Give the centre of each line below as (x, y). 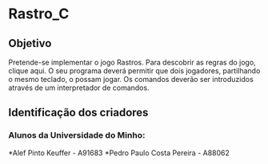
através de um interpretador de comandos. (79, 88)
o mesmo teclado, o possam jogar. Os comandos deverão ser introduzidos (131, 79)
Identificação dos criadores (78, 113)
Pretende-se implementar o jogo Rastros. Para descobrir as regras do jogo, (132, 62)
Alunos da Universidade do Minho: (77, 135)
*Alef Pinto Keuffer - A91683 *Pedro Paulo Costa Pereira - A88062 (119, 153)
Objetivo (30, 43)
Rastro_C (39, 14)
